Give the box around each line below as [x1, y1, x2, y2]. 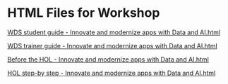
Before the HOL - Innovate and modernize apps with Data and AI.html [7, 55, 210, 64]
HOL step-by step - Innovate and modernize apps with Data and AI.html [7, 69, 216, 77]
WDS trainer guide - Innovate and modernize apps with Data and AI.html [7, 41, 217, 50]
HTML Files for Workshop [7, 5, 160, 21]
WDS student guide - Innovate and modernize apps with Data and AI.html [7, 28, 221, 36]
